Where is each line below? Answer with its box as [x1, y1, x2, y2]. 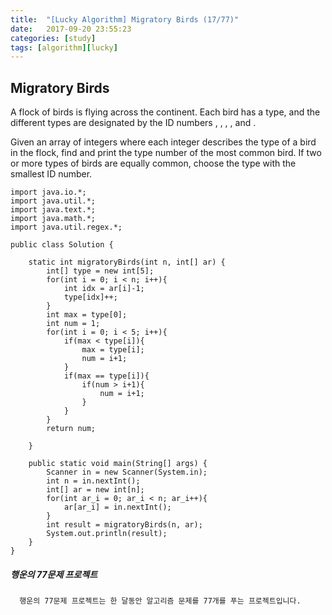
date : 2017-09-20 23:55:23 [10, 24, 132, 34]
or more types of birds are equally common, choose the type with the [10, 157, 297, 170]
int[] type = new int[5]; [46, 266, 155, 276]
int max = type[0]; [46, 310, 128, 320]
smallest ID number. [10, 168, 93, 180]
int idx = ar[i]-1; [63, 284, 145, 294]
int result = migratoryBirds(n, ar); [46, 520, 203, 530]
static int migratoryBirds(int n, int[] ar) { [28, 257, 226, 268]
